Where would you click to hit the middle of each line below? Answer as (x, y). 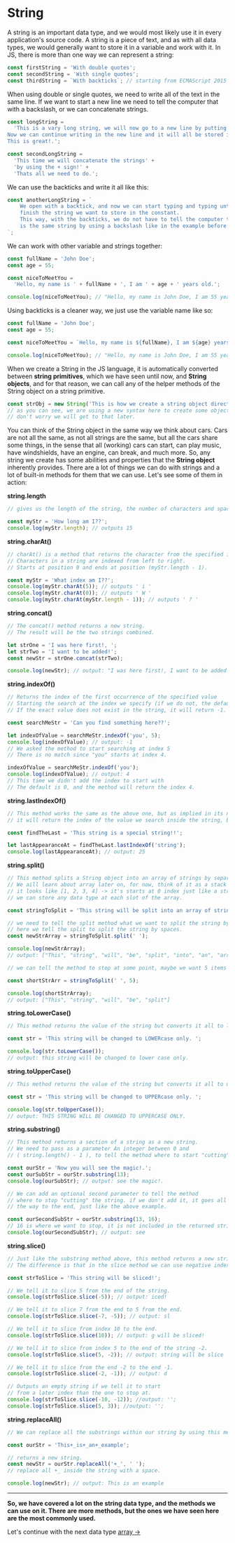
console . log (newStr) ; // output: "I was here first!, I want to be (108, 671)
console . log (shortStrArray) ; (50, 993)
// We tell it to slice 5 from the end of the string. (89, 1290)
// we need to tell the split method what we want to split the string (114, 923)
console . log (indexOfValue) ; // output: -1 (70, 742)
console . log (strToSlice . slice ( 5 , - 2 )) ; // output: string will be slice (115, 1355)
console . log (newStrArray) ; (47, 949)
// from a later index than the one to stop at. (79, 1393)
